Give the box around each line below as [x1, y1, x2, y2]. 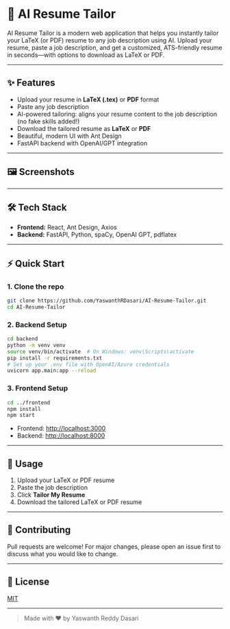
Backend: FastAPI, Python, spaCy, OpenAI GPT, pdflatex [16, 230, 177, 239]
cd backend [7, 335, 38, 342]
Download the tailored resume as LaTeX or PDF [16, 124, 151, 132]
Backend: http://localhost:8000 [16, 431, 105, 440]
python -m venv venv [7, 342, 66, 348]
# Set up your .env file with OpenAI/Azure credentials [7, 361, 170, 368]
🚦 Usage [7, 458, 43, 469]
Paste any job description [16, 102, 89, 110]
